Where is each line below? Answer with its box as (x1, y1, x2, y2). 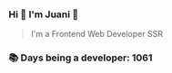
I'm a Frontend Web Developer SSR (30, 29, 163, 40)
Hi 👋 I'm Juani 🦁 (8, 8, 79, 21)
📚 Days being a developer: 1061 (8, 51, 153, 64)
